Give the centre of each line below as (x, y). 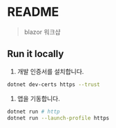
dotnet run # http (33, 111)
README (33, 12)
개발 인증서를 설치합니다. (50, 71)
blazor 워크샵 (42, 32)
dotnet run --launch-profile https (58, 118)
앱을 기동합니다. (38, 98)
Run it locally (36, 54)
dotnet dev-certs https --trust (54, 84)
